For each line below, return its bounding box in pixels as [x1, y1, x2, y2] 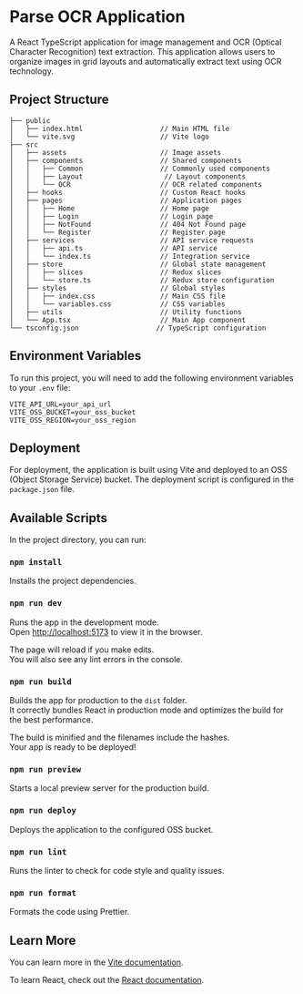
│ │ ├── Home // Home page [9, 203, 209, 213]
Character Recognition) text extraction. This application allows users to [9, 46, 276, 56]
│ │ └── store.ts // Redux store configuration [9, 275, 275, 284]
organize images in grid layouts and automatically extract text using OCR [9, 56, 282, 67]
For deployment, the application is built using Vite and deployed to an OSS [9, 465, 288, 476]
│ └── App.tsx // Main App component [9, 315, 247, 324]
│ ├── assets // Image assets [9, 148, 222, 157]
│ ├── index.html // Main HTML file [9, 124, 230, 133]
